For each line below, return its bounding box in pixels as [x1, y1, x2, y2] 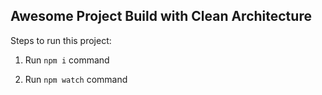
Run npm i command [24, 54, 110, 66]
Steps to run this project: [10, 34, 112, 46]
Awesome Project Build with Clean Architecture [10, 8, 312, 25]
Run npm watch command [24, 73, 128, 85]
